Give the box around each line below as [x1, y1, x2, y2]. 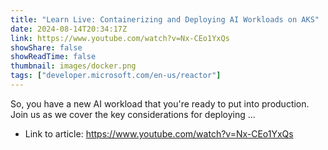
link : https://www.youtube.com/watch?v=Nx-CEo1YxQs [10, 33, 230, 43]
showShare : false [10, 42, 83, 53]
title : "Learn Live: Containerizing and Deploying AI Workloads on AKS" [10, 14, 320, 25]
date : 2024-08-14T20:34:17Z [10, 24, 128, 34]
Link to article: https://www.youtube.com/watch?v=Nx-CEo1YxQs [24, 127, 294, 140]
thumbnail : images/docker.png [10, 61, 137, 71]
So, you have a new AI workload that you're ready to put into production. [10, 97, 310, 110]
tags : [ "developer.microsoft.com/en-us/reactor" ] [10, 71, 222, 81]
